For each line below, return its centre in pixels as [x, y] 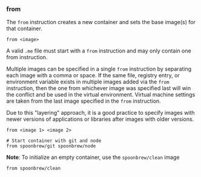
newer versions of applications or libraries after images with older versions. [100, 119]
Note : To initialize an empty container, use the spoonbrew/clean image [93, 157]
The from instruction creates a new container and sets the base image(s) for [101, 22]
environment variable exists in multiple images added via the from [88, 82]
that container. [24, 28]
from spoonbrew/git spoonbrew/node [51, 146]
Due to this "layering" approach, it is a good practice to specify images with [100, 113]
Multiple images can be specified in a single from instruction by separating [99, 69]
